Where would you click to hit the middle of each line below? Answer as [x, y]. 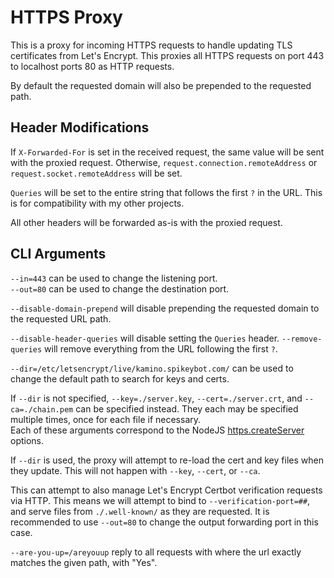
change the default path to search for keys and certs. [120, 378]
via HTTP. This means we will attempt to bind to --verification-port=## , [160, 500]
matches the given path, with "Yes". [84, 562]
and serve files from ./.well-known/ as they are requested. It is [140, 511]
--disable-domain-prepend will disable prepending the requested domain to [165, 308]
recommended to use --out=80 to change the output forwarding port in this [164, 522]
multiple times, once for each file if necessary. [106, 419]
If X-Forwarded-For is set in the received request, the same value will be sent [167, 152]
